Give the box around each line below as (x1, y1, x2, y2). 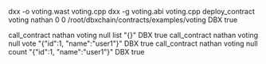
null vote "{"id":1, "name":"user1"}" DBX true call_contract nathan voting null (8, 39, 258, 48)
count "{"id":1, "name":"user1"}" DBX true (8, 47, 145, 56)
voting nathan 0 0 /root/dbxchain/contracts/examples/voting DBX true (8, 15, 238, 24)
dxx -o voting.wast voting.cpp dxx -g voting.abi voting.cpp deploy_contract (8, 7, 255, 16)
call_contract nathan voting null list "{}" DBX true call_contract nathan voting (8, 31, 259, 40)
